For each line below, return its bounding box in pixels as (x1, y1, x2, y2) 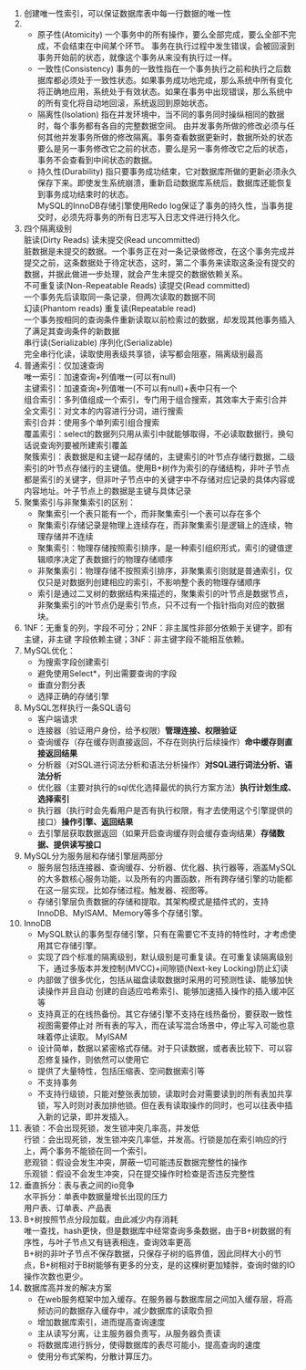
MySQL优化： (23, 645, 76, 655)
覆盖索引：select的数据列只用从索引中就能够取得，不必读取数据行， (23, 428, 279, 439)
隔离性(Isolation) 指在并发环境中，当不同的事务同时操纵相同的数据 (36, 109, 285, 120)
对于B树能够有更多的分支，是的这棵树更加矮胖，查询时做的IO (66, 1260, 295, 1271)
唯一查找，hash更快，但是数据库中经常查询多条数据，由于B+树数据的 (23, 1226, 285, 1236)
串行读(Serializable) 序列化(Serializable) (23, 337, 173, 348)
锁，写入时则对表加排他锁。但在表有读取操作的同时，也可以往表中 (36, 1100, 285, 1111)
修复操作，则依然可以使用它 (45, 1054, 149, 1065)
